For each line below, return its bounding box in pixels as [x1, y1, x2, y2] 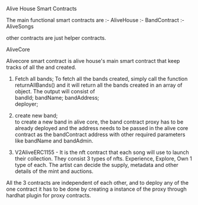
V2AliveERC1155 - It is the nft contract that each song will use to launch [14, 149, 190, 156]
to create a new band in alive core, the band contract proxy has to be [14, 118, 184, 125]
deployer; [14, 100, 39, 108]
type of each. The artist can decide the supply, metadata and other [14, 162, 179, 168]
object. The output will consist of [14, 88, 95, 94]
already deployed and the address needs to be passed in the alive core [14, 125, 189, 131]
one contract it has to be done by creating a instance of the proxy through [6, 185, 187, 193]
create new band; [14, 112, 58, 119]
